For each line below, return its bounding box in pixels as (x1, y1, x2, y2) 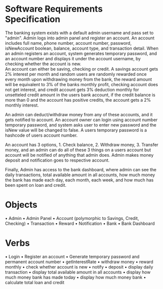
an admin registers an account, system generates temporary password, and (5, 50, 157, 56)
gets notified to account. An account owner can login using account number (5, 117, 158, 123)
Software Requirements (5, 3, 103, 15)
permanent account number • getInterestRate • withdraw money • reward (5, 259, 153, 265)
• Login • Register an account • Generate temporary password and (5, 253, 140, 259)
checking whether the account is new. (5, 61, 82, 67)
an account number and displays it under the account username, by (5, 55, 141, 61)
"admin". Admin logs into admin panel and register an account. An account (5, 35, 155, 41)
